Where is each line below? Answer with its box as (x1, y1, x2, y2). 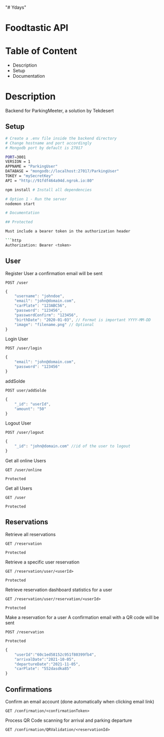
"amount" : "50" (14, 406, 47, 411)
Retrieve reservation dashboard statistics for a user (5, 586, 113, 593)
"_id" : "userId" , (14, 401, 51, 406)
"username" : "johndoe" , (14, 293, 65, 299)
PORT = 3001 (5, 155, 26, 160)
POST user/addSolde (5, 388, 47, 393)
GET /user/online (5, 467, 42, 473)
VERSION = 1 (5, 159, 30, 164)
